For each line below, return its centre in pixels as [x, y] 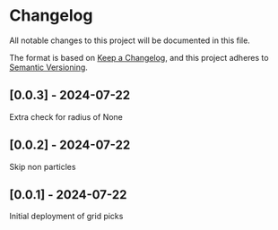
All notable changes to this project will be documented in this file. [130, 40]
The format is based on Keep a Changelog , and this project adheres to [139, 57]
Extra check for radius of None [66, 116]
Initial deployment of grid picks [66, 217]
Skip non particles [43, 166]
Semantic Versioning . [48, 67]
